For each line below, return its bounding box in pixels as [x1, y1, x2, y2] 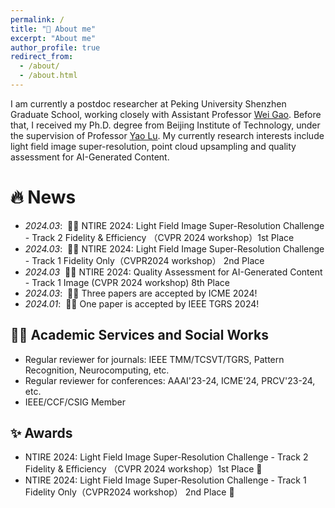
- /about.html [19, 71, 78, 81]
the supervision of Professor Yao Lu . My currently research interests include [10, 129, 325, 141]
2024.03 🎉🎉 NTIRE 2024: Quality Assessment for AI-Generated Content [24, 266, 323, 278]
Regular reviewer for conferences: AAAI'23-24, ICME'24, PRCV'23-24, [24, 374, 316, 386]
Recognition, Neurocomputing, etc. [24, 364, 170, 376]
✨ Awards [10, 425, 73, 442]
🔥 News [10, 186, 77, 209]
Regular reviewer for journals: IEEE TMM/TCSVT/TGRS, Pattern [24, 353, 285, 365]
